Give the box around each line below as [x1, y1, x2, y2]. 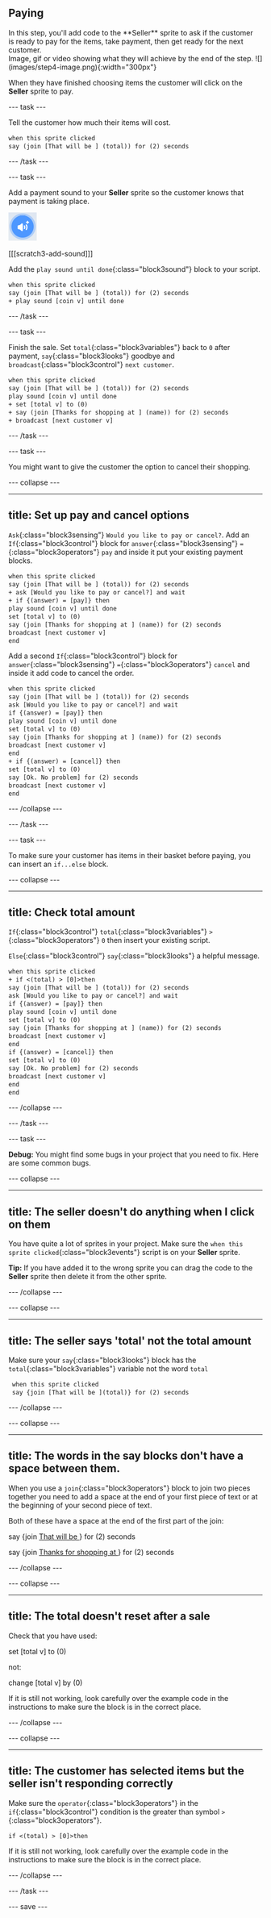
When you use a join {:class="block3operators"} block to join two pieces [8, 1483, 251, 1493]
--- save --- [8, 1901, 48, 1911]
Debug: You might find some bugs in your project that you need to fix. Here [8, 1149, 260, 1160]
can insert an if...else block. [8, 859, 109, 869]
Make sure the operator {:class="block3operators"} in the [8, 1798, 199, 1808]
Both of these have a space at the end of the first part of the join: [8, 1516, 224, 1525]
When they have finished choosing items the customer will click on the [8, 77, 244, 87]
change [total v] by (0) [8, 1678, 83, 1687]
